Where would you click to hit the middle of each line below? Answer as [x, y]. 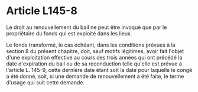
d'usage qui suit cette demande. [45, 82]
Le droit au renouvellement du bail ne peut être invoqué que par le [87, 27]
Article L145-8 [42, 11]
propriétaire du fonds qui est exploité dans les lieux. [69, 33]
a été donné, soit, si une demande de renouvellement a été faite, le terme [95, 76]
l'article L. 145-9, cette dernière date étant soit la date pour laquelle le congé [99, 70]
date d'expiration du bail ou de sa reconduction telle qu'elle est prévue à [94, 64]
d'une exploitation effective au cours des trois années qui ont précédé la [94, 57]
